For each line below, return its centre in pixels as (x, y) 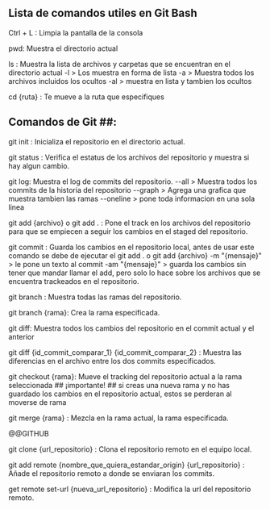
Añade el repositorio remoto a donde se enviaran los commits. (112, 473)
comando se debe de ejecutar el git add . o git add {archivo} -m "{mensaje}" (135, 255)
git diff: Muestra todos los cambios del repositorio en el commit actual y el (131, 328)
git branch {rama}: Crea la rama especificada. (84, 312)
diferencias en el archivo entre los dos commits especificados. (112, 361)
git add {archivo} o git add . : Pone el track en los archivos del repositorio (130, 223)
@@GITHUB (29, 433)
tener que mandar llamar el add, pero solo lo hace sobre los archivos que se (135, 273)
